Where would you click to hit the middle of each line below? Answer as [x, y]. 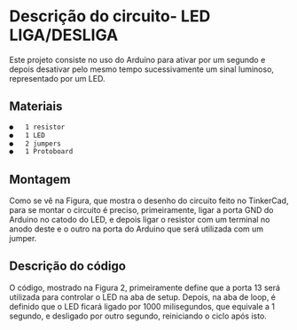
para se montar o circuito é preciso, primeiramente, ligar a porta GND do [141, 210]
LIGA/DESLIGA [64, 35]
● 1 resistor [37, 127]
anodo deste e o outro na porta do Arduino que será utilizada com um [137, 229]
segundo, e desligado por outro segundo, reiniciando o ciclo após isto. [138, 316]
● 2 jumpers [35, 144]
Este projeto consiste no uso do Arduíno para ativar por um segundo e [137, 59]
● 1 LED [27, 135]
